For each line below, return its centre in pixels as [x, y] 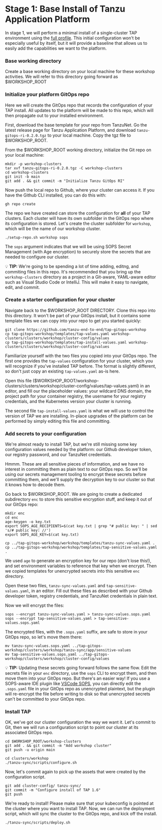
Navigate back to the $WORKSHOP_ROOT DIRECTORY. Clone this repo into [81, 310]
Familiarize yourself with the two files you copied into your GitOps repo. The [81, 356]
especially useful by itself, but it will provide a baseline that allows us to [76, 43]
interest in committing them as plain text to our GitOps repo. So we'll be [76, 469]
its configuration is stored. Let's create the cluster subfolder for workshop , [78, 223]
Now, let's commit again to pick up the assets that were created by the [75, 772]
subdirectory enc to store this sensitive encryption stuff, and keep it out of [79, 499]
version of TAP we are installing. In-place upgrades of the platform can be [79, 416]
